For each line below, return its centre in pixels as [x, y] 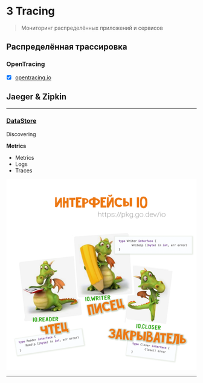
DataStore [21, 121]
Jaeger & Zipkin [37, 97]
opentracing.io [33, 77]
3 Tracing [31, 11]
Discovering [21, 134]
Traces [24, 170]
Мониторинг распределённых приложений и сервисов [92, 28]
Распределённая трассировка [67, 47]
